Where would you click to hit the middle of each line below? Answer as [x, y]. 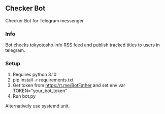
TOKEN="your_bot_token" [40, 91]
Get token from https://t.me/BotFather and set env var [69, 85]
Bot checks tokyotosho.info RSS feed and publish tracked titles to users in [82, 45]
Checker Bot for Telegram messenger [45, 20]
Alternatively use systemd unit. [38, 106]
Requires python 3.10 [35, 75]
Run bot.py [24, 96]
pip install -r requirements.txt [43, 80]
